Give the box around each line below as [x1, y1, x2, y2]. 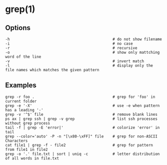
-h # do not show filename [5, 37, 162, 42]
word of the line [5, 54, 41, 59]
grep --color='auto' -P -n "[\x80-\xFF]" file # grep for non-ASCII [5, 134, 157, 139]
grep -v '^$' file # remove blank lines [5, 112, 157, 117]
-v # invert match [5, 59, 144, 64]
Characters [5, 138, 28, 143]
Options [5, 24, 31, 32]
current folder [5, 99, 37, 104]
